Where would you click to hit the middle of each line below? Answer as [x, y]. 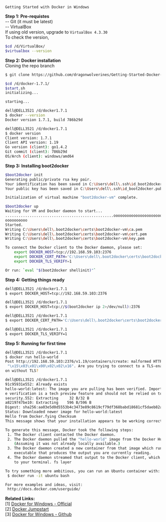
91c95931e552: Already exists [36, 384]
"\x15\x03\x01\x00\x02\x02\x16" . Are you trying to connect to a [76, 366]
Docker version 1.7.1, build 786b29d [44, 120]
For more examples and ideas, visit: [44, 484]
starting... [17, 102]
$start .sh [15, 88]
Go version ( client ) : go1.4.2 [36, 147]
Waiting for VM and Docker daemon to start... [54, 211]
